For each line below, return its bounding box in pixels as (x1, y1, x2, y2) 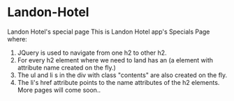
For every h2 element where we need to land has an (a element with (17, 55, 214, 64)
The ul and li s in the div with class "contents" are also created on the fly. (17, 71, 228, 79)
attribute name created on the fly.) (17, 63, 117, 72)
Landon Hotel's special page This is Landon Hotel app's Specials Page (7, 27, 210, 36)
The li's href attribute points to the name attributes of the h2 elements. (17, 78, 220, 86)
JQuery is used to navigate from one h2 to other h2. (17, 48, 167, 57)
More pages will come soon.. (17, 86, 101, 94)
